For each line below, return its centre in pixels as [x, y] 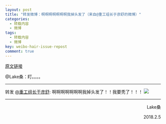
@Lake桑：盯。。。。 [24, 76]
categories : [17, 19]
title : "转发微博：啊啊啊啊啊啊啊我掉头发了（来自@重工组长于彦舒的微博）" [73, 14]
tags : [11, 33]
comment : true [20, 51]
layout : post [19, 10]
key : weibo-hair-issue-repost [36, 47]
